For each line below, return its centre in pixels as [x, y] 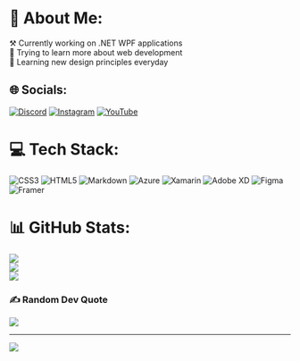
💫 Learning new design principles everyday [89, 62]
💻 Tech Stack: [64, 149]
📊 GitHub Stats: [70, 227]
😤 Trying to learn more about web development [96, 52]
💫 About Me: [56, 18]
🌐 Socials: [38, 90]
